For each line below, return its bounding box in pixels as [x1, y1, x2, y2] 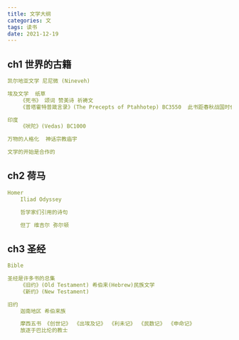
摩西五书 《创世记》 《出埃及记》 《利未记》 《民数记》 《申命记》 [20, 320, 196, 327]
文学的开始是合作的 [7, 148, 55, 156]
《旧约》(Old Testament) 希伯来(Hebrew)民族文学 [20, 281, 155, 288]
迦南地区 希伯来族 [20, 307, 66, 314]
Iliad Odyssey [20, 196, 62, 203]
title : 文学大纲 [7, 10, 51, 18]
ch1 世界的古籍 [7, 58, 72, 70]
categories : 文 [7, 17, 51, 24]
